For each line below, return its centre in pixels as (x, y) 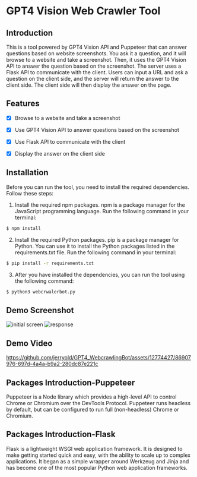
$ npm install (24, 228)
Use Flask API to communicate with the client (70, 141)
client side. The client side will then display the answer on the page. (89, 85)
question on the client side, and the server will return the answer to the (93, 79)
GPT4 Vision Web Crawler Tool (83, 11)
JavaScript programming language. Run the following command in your (102, 211)
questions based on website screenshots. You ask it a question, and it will (96, 53)
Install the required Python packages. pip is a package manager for (97, 239)
